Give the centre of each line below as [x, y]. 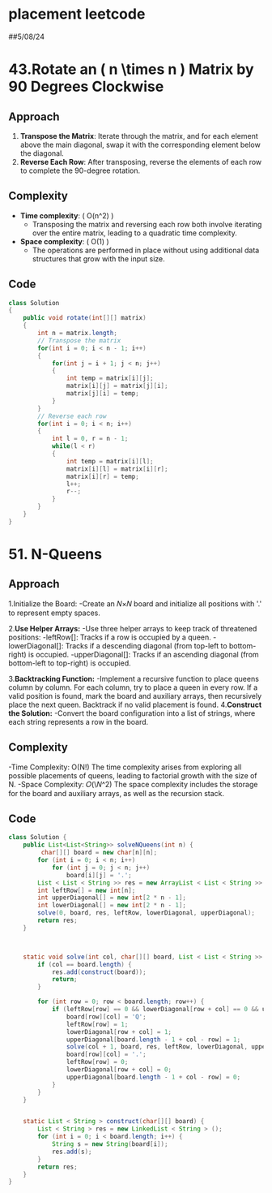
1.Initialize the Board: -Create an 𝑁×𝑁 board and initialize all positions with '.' [135, 603]
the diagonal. [42, 153]
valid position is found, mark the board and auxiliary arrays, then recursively [135, 696]
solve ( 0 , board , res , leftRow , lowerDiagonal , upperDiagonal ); [146, 913]
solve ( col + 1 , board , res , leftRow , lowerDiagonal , [157, 1047]
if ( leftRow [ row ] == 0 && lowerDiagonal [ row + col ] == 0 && [155, 1010]
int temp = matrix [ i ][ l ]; [110, 461]
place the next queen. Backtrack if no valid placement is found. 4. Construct [135, 704]
